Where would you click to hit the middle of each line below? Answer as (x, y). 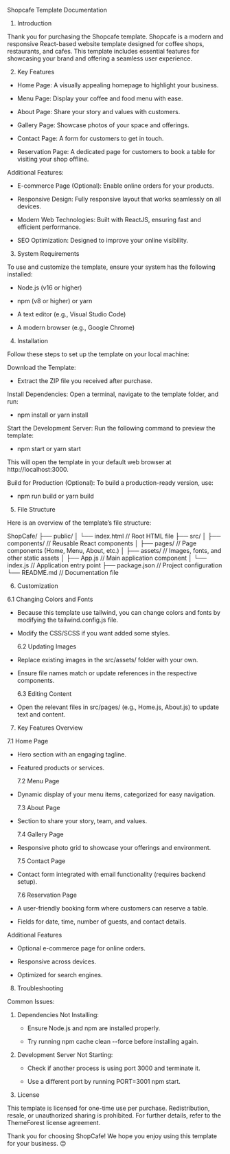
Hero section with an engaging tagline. (72, 754)
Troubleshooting (40, 988)
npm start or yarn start (49, 449)
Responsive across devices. (57, 961)
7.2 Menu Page (38, 781)
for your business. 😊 (37, 1143)
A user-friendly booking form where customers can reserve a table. (112, 908)
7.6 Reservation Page (47, 895)
